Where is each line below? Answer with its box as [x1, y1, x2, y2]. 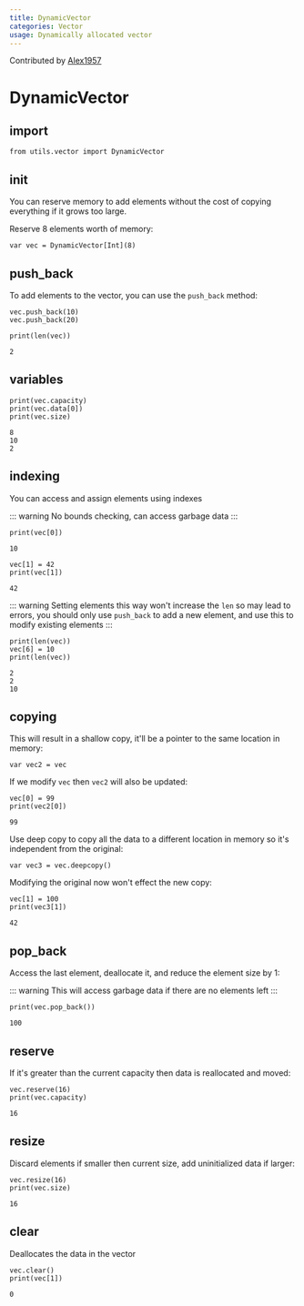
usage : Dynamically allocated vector [9, 30, 153, 39]
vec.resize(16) [9, 1175, 67, 1184]
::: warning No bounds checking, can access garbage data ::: [9, 511, 238, 521]
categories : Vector [9, 22, 84, 31]
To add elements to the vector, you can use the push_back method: [9, 290, 258, 300]
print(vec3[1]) [9, 903, 67, 912]
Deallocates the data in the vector [9, 1248, 137, 1259]
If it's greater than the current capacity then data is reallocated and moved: [9, 1068, 291, 1078]
